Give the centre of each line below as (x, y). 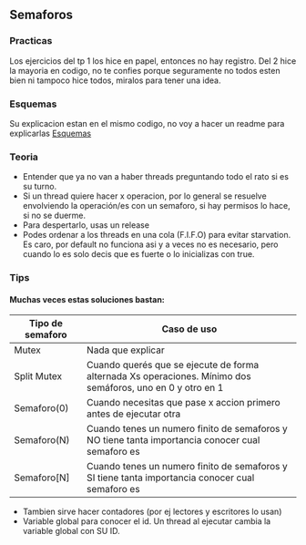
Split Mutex (38, 376)
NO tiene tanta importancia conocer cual (173, 440)
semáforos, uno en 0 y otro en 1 (155, 388)
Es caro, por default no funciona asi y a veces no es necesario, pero (150, 244)
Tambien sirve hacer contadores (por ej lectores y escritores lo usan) (152, 512)
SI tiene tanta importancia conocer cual (170, 478)
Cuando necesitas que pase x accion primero (183, 403)
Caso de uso (189, 329)
